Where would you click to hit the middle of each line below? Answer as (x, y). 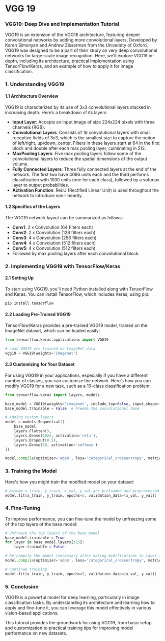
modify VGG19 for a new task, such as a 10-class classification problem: (78, 386)
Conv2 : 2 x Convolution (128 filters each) (54, 232)
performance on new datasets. (36, 633)
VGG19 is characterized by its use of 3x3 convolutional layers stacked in (78, 107)
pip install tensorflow (29, 303)
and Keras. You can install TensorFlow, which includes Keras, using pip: (77, 294)
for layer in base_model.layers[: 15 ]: (45, 542)
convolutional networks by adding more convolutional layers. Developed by (81, 40)
